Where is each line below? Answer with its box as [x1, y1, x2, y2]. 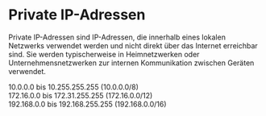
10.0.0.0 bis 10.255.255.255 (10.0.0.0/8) [8, 82, 139, 92]
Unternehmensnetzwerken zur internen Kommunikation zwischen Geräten [8, 58, 255, 68]
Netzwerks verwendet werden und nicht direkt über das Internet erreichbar [8, 40, 258, 50]
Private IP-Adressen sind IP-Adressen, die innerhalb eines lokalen [8, 32, 226, 42]
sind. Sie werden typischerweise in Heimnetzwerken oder [8, 49, 200, 59]
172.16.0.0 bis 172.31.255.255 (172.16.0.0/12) [8, 90, 153, 100]
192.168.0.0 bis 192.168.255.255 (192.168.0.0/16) [8, 99, 167, 109]
